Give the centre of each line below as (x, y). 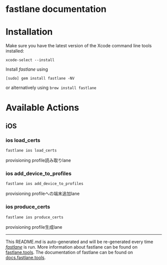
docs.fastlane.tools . (26, 258)
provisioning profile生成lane (34, 227)
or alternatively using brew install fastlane (51, 88)
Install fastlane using (27, 69)
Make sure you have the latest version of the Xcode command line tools (79, 46)
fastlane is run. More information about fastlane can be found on (72, 247)
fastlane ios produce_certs (35, 217)
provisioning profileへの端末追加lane (43, 194)
